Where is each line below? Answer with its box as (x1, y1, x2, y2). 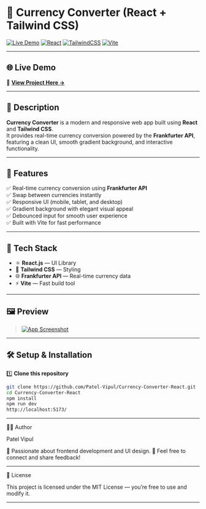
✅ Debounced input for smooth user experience (6, 212, 128, 220)
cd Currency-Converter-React (6, 389, 81, 395)
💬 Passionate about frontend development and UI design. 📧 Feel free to (6, 448, 186, 455)
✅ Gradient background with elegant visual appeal (6, 205, 134, 212)
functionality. (6, 144, 40, 152)
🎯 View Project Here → (6, 79, 65, 86)
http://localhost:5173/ (6, 406, 67, 413)
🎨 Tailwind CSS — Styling (15, 266, 81, 273)
